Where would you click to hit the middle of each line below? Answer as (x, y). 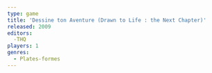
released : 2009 (29, 26)
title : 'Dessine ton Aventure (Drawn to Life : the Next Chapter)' (107, 20)
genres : (18, 53)
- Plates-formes (37, 59)
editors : (20, 33)
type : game (23, 14)
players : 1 (23, 46)
